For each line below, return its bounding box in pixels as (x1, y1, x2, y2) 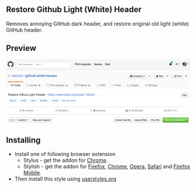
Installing (6, 135, 41, 145)
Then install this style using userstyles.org (14, 175, 117, 183)
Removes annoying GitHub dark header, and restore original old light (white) (6, 20, 189, 27)
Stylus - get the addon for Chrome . (23, 157, 108, 164)
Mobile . (23, 169, 42, 176)
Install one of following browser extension (14, 151, 116, 158)
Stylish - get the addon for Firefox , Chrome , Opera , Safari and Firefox (23, 163, 191, 170)
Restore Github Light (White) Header (6, 5, 142, 15)
